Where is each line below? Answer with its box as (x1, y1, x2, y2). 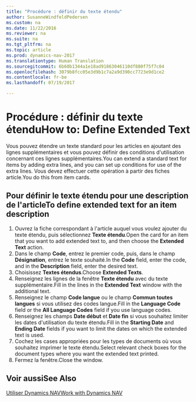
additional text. (14, 287, 51, 295)
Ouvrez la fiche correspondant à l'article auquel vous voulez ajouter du (14, 225, 187, 232)
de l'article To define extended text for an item (6, 200, 177, 210)
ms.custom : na (6, 19, 41, 25)
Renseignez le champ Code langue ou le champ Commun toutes (14, 294, 173, 301)
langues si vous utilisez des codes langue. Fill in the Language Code (14, 300, 181, 307)
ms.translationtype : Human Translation (6, 58, 104, 64)
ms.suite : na (6, 36, 38, 42)
